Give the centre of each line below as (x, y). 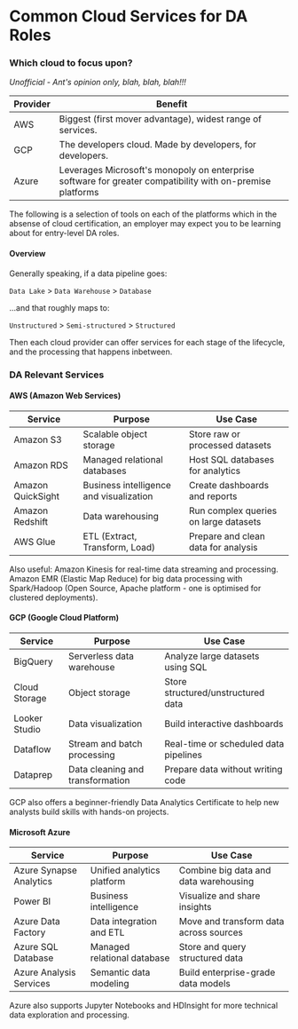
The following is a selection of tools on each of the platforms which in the (143, 214)
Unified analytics (125, 870)
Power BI (32, 901)
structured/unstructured (214, 693)
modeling (110, 984)
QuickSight (37, 496)
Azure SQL (36, 947)
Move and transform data (231, 922)
